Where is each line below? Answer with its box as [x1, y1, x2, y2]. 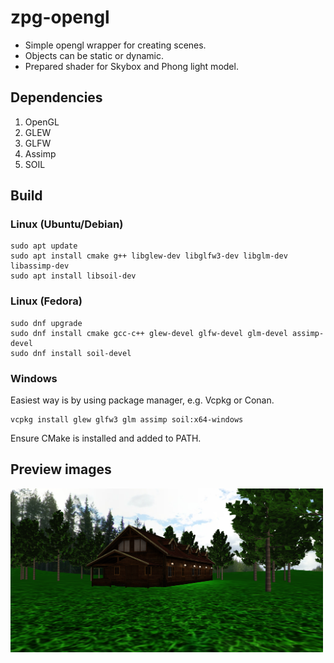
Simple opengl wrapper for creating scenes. [24, 39, 207, 51]
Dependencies [10, 89, 103, 106]
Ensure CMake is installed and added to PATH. [10, 432, 202, 445]
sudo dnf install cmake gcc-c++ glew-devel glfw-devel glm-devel [10, 328, 288, 338]
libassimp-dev [10, 261, 70, 271]
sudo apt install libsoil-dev [10, 271, 137, 281]
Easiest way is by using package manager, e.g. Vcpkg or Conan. [10, 394, 275, 406]
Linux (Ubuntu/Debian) [10, 217, 124, 231]
